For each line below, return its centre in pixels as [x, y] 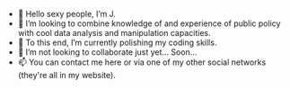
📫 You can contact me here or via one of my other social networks [142, 62]
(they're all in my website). [67, 75]
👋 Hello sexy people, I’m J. [67, 14]
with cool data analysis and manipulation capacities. [114, 33]
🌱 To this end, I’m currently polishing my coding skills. [117, 42]
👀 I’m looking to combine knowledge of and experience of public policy [149, 23]
